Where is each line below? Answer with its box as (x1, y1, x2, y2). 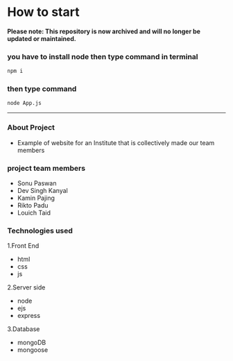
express (17, 312, 40, 320)
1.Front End (7, 242, 40, 250)
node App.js (7, 100, 42, 107)
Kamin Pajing (17, 194, 55, 202)
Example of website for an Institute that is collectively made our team (17, 138, 215, 146)
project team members (7, 163, 85, 173)
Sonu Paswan (17, 178, 57, 187)
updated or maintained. (7, 34, 76, 42)
